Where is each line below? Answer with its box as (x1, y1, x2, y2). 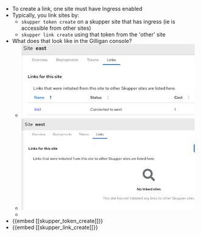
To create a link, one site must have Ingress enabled (12, 5, 143, 12)
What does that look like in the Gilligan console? (12, 38, 132, 44)
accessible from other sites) (21, 24, 92, 32)
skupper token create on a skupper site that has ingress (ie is (21, 18, 175, 25)
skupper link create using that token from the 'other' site (21, 31, 166, 38)
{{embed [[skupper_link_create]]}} (12, 224, 98, 231)
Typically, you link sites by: (12, 12, 80, 19)
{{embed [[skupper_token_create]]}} (12, 217, 103, 224)
